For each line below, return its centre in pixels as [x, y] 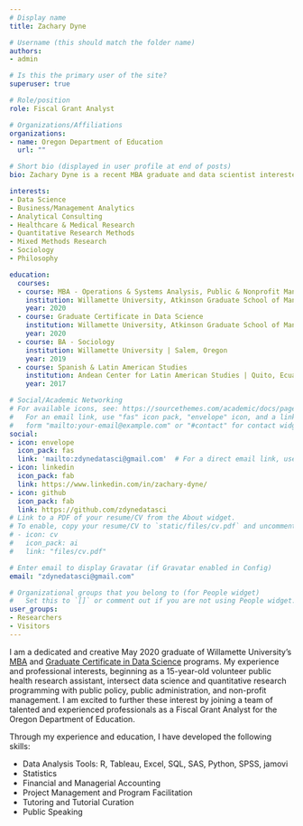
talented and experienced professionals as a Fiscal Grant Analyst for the [143, 709]
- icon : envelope [42, 442]
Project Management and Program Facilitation [107, 793]
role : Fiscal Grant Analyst [62, 108]
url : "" [32, 150]
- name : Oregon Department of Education [87, 142]
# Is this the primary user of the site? [88, 76]
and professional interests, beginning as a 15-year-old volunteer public [141, 671]
